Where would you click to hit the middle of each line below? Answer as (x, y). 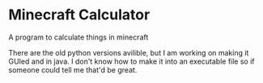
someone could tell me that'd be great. (73, 69)
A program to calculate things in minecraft (78, 37)
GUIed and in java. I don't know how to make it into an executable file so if (131, 61)
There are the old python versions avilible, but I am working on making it (129, 52)
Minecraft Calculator (79, 15)
